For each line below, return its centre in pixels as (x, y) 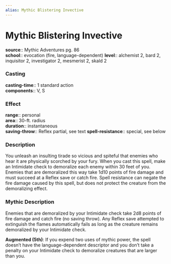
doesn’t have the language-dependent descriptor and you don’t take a (80, 245)
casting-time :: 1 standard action (39, 85)
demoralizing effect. (26, 188)
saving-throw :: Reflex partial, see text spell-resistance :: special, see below (85, 131)
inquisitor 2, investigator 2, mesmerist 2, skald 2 (56, 61)
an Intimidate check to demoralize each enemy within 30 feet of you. (78, 167)
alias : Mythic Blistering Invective (44, 10)
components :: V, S (25, 90)
